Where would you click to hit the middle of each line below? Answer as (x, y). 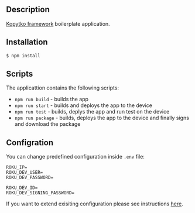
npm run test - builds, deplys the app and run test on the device (92, 112)
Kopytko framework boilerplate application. (58, 23)
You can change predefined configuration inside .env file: (76, 157)
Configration (30, 142)
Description (28, 10)
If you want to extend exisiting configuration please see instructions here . (95, 204)
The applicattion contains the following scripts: (62, 88)
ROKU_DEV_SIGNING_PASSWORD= (40, 193)
